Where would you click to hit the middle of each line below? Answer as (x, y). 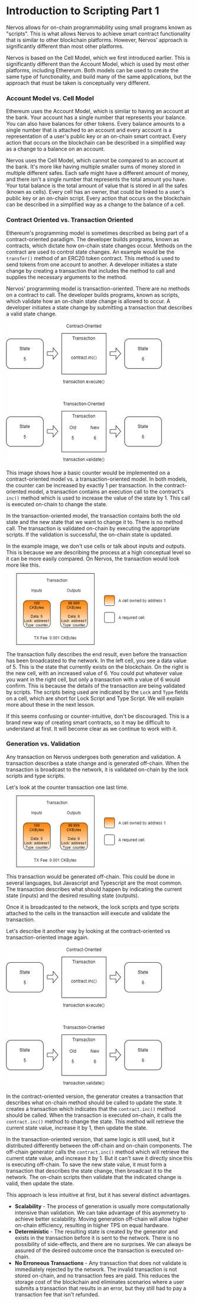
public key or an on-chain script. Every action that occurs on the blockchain (98, 198)
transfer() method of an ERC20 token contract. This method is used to (93, 258)
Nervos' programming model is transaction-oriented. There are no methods (98, 288)
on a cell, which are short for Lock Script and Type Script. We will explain (95, 698)
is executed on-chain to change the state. (57, 504)
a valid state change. (32, 314)
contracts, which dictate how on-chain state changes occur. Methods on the (99, 245)
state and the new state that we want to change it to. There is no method (95, 522)
